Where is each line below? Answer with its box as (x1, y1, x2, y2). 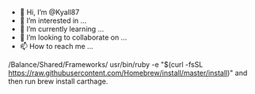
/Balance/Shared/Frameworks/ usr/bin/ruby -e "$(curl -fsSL (8, 60, 204, 69)
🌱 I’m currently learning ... (19, 24, 105, 33)
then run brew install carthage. (8, 77, 108, 86)
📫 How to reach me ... (19, 42, 93, 51)
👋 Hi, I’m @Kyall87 (19, 8, 80, 17)
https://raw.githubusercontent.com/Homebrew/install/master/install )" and (8, 68, 248, 77)
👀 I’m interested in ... (19, 16, 87, 25)
